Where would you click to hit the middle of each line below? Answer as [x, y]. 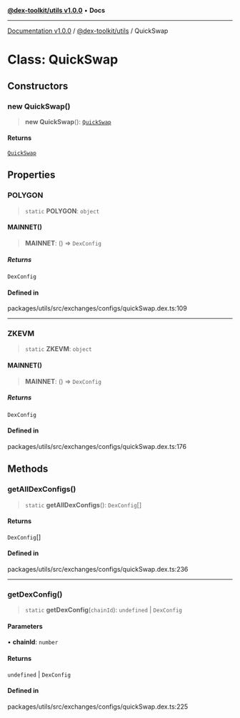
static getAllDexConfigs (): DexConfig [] [83, 505]
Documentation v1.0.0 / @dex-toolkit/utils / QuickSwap [88, 31]
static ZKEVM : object [58, 349]
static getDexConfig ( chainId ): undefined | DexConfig [104, 610]
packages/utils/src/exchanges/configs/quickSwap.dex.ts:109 [97, 308]
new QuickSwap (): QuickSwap [68, 121]
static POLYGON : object [62, 211]
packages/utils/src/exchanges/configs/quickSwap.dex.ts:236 [98, 569]
